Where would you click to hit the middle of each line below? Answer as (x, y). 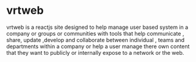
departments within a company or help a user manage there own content (98, 46)
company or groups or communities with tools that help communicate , (95, 33)
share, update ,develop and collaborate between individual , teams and (96, 40)
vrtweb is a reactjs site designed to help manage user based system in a (97, 27)
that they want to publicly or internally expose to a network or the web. (95, 52)
